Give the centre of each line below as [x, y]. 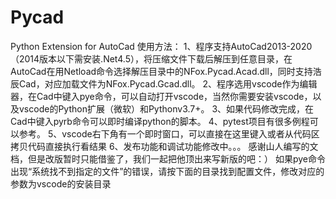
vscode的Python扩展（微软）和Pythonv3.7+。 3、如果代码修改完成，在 [166, 108]
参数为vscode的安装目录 [61, 183]
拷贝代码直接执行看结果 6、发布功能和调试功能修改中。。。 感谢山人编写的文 [164, 146]
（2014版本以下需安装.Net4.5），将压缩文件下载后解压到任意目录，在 [151, 58]
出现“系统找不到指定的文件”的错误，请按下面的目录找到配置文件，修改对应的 [167, 171]
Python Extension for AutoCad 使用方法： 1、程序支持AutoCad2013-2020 [161, 46]
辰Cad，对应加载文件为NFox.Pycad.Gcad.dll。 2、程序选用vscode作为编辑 [164, 83]
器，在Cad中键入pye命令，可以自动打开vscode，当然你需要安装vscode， [161, 96]
